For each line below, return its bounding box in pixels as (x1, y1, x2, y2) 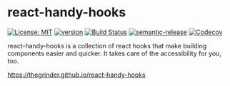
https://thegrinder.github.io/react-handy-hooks (7, 70, 146, 79)
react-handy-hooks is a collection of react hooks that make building (7, 41, 207, 50)
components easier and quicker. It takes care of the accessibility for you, (7, 49, 221, 58)
